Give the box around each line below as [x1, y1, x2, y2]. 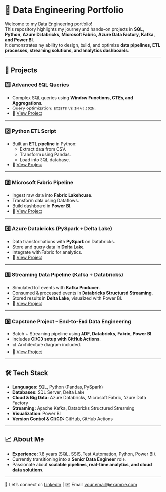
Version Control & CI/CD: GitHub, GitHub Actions [12, 416, 113, 422]
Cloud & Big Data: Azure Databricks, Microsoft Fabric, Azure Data [12, 394, 147, 400]
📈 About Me [5, 436, 44, 444]
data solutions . [12, 467, 44, 473]
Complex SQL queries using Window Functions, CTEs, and [12, 94, 133, 101]
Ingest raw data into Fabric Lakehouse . [12, 192, 93, 198]
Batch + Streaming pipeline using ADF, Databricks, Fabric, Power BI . [12, 331, 153, 337]
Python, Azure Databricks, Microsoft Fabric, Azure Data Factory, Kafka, [5, 31, 155, 37]
